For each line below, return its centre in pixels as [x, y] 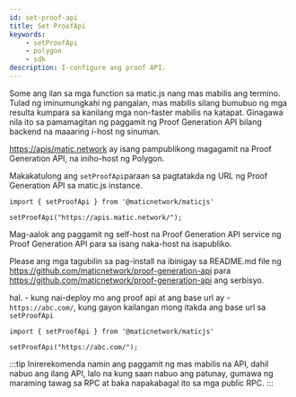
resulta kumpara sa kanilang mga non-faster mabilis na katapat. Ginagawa [147, 112]
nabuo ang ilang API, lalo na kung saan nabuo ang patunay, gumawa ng [141, 373]
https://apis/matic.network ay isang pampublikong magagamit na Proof [140, 148]
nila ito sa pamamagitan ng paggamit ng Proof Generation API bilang [136, 121]
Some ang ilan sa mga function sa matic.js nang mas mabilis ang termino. [145, 93]
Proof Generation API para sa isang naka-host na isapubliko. [121, 243]
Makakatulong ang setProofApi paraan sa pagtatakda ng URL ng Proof [139, 175]
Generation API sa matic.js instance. [76, 185]
